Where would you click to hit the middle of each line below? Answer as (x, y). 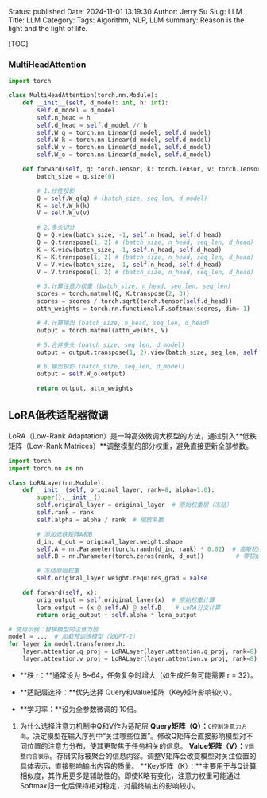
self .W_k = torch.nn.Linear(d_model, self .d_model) (124, 140)
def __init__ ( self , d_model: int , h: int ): (96, 103)
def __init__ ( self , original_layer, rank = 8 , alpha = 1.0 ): (119, 490)
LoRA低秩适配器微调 (58, 415)
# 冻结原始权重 (58, 571)
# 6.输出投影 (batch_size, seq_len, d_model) (111, 367)
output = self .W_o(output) (81, 374)
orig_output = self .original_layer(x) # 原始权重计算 (126, 600)
